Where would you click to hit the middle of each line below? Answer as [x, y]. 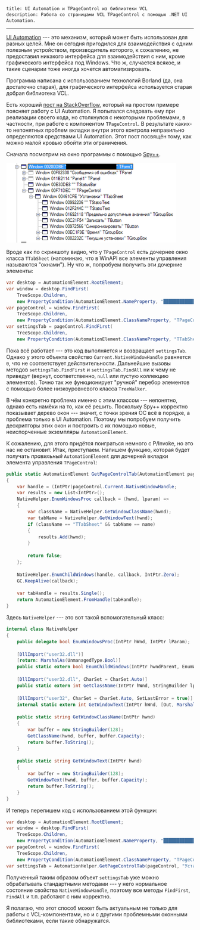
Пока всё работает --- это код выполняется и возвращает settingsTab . [96, 351]
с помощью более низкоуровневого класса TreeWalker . [76, 388]
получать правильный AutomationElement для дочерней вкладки [87, 456]
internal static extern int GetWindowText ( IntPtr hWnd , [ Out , [96, 705]
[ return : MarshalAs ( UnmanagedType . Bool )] [69, 661]
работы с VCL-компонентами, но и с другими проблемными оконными [97, 914]
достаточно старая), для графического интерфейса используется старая [99, 87]
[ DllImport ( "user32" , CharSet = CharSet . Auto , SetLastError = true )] [105, 698]
